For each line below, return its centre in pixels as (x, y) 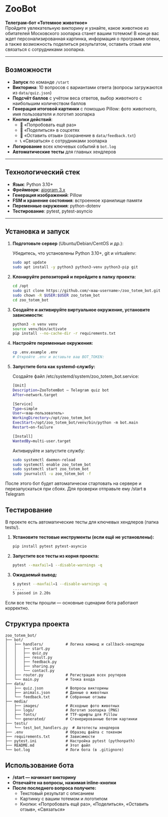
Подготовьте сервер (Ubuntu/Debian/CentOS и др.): (68, 244)
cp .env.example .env (35, 352)
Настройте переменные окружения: (53, 343)
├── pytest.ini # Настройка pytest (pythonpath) (70, 741)
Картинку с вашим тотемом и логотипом (63, 798)
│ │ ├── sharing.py (30, 666)
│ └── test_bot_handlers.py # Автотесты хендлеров (62, 728)
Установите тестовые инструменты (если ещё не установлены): (83, 537)
